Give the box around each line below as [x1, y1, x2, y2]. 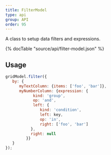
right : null [30, 131, 57, 136]
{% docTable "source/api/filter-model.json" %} [5, 46, 104, 52]
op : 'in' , [40, 117, 61, 122]
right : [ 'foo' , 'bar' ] [40, 121, 88, 127]
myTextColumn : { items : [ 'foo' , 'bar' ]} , [18, 83, 107, 88]
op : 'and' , [32, 98, 57, 103]
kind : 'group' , [32, 93, 66, 98]
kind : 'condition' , [40, 107, 82, 113]
